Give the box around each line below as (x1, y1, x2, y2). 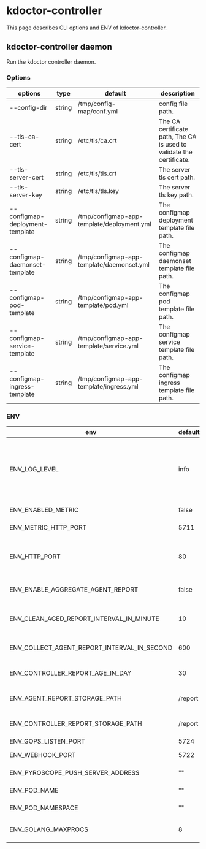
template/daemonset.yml (77, 261, 150, 269)
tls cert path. (158, 173, 195, 181)
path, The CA (158, 132, 197, 141)
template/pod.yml (77, 301, 129, 310)
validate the (158, 148, 193, 156)
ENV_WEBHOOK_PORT (9, 751, 76, 760)
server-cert (9, 173, 44, 181)
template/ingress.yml (77, 383, 139, 391)
